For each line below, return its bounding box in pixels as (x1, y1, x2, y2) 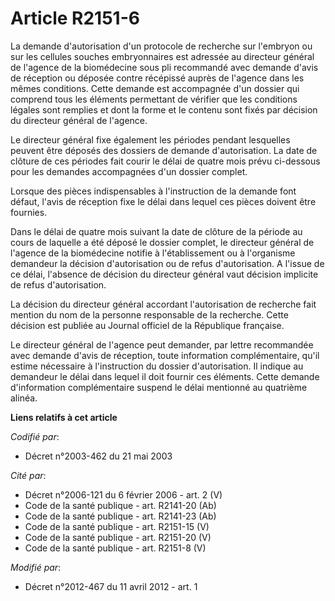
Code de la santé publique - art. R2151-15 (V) (24, 520, 210, 532)
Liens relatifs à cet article (10, 411, 118, 423)
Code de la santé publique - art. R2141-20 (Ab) (24, 499, 217, 511)
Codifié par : (10, 430, 60, 442)
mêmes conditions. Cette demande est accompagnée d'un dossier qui (10, 82, 300, 94)
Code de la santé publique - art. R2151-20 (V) (24, 531, 212, 543)
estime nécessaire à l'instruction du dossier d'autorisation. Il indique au (10, 360, 304, 372)
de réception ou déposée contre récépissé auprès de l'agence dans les (10, 72, 305, 84)
